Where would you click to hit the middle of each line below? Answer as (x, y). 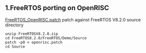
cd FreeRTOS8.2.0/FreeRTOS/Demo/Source (46, 38)
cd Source (15, 46)
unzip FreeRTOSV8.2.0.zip (31, 34)
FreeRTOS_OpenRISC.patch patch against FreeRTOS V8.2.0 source (73, 19)
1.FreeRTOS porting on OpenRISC (57, 8)
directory (14, 25)
